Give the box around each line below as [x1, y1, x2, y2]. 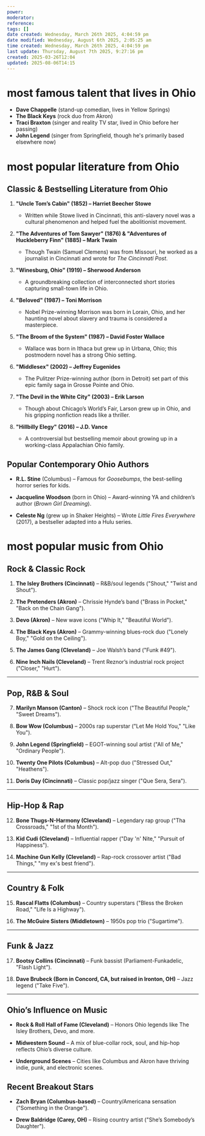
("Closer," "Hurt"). [15, 664, 61, 672]
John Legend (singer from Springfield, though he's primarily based [15, 132, 184, 139]
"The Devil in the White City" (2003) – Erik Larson [15, 393, 145, 400]
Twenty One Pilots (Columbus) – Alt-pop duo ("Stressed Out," [15, 759, 173, 767]
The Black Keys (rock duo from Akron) [15, 113, 113, 120]
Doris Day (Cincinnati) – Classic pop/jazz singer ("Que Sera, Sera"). [15, 777, 187, 785]
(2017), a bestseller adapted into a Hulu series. [15, 518, 133, 526]
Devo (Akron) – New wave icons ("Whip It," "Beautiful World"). [15, 616, 173, 624]
